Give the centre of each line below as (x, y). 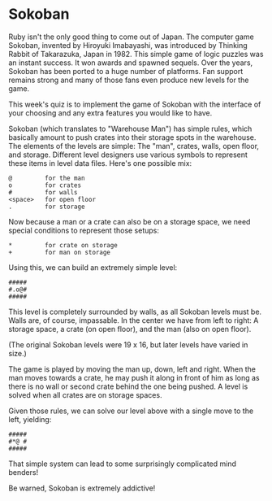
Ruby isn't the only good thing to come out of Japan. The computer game (131, 37)
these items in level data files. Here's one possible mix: (100, 163)
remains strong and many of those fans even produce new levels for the (129, 80)
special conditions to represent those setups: (84, 230)
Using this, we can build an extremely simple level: (93, 267)
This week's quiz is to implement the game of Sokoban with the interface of (135, 104)
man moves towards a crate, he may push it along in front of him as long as (134, 377)
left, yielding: (30, 419)
